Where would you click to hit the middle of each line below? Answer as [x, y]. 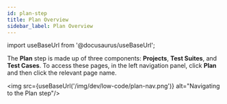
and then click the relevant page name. [62, 73]
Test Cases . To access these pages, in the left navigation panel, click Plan [112, 66]
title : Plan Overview [38, 20]
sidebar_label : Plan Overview [50, 26]
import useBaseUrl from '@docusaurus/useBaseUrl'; [81, 46]
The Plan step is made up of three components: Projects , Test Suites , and [112, 58]
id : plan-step [27, 13]
